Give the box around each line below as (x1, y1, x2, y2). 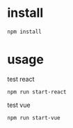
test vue (7, 101, 31, 109)
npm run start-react (7, 88, 67, 96)
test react (7, 75, 35, 83)
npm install (7, 28, 42, 35)
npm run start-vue (7, 114, 60, 121)
